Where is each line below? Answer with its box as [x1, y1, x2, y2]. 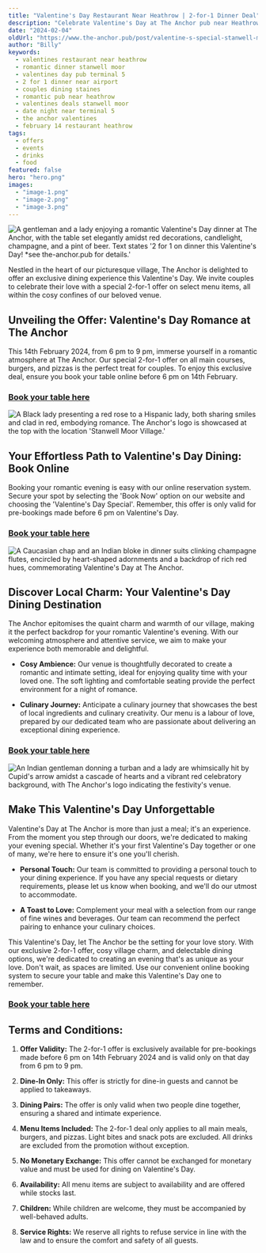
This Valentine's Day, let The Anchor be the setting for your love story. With [8, 937, 254, 947]
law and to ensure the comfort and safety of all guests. [19, 1236, 199, 1245]
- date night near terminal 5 [15, 108, 115, 116]
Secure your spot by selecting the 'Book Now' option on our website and [8, 492, 245, 501]
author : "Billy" [8, 41, 62, 49]
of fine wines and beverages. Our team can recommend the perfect [19, 913, 240, 923]
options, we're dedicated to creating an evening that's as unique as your [8, 954, 244, 963]
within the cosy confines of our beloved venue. [8, 290, 162, 300]
